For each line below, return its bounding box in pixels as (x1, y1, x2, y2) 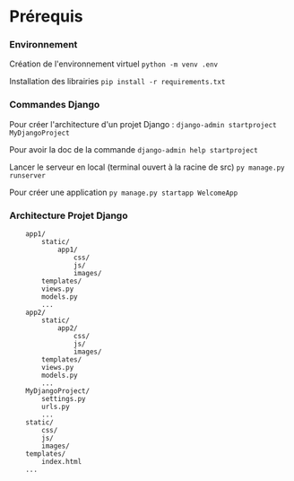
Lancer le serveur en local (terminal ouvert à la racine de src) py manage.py (9, 162, 285, 172)
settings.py (41, 395, 87, 404)
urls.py (41, 402, 70, 412)
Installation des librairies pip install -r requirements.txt (9, 76, 226, 87)
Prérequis (9, 6, 83, 27)
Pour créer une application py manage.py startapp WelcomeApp (9, 187, 238, 197)
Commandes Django (9, 99, 100, 111)
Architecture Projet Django (9, 209, 128, 222)
